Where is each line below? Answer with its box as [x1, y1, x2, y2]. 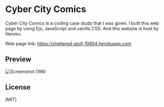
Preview [5, 55, 32, 64]
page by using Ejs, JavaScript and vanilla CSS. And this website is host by [5, 25, 159, 31]
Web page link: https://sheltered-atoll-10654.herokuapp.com [5, 40, 132, 46]
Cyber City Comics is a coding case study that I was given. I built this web [5, 20, 159, 26]
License [5, 83, 31, 91]
